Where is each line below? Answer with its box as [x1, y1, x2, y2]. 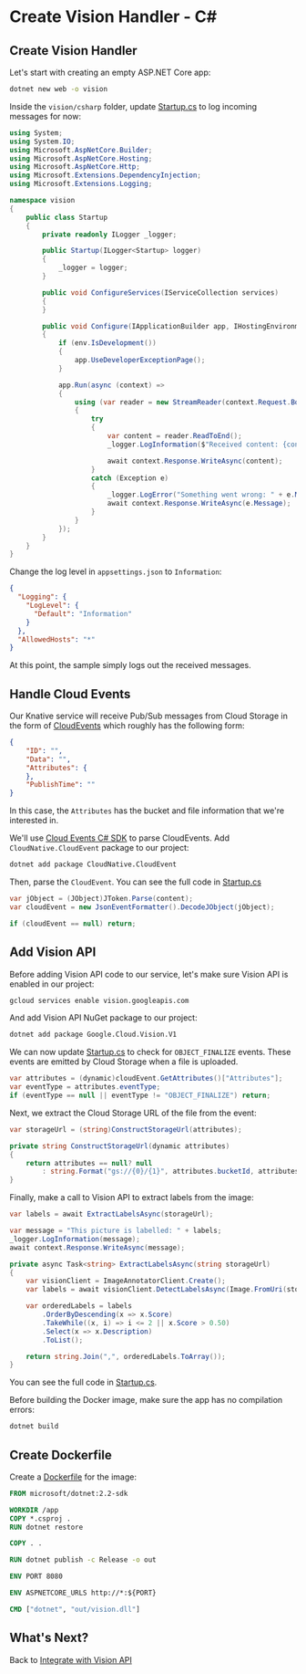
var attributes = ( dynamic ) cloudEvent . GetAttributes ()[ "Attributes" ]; [9, 1074, 283, 1083]
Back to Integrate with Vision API [9, 1654, 132, 1665]
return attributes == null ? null [25, 1158, 153, 1167]
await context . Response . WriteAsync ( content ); [107, 456, 283, 466]
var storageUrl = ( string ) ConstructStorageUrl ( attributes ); [9, 1125, 243, 1134]
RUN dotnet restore [9, 1522, 84, 1532]
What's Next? [9, 1630, 89, 1646]
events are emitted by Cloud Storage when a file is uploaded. [9, 1056, 239, 1067]
